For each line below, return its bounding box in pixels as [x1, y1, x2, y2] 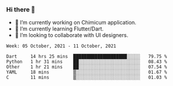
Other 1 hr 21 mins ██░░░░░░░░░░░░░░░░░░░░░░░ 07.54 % [6, 64, 168, 70]
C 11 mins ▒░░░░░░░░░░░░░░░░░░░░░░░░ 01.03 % [6, 75, 168, 81]
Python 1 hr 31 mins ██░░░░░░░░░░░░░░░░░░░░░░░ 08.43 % [6, 59, 168, 65]
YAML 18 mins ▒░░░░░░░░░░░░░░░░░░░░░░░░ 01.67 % [6, 69, 168, 75]
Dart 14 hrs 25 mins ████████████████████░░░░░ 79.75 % [6, 54, 168, 60]
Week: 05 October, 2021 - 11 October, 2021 [6, 43, 117, 50]
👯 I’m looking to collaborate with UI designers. [14, 32, 129, 39]
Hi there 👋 [6, 5, 36, 14]
